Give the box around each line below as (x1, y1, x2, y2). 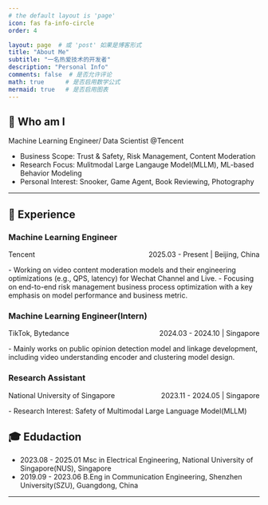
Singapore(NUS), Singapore (19, 464, 112, 473)
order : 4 (8, 26, 37, 34)
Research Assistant (8, 373, 86, 384)
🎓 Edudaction (8, 430, 82, 444)
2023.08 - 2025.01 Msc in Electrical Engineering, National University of (19, 456, 254, 465)
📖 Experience (8, 207, 76, 221)
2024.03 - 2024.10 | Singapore (159, 329, 260, 338)
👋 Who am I (8, 115, 65, 128)
